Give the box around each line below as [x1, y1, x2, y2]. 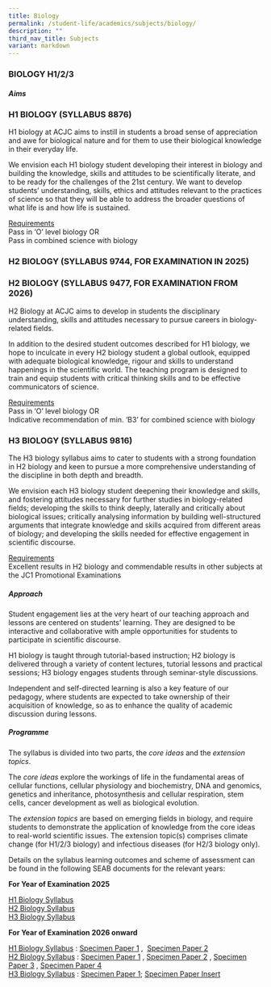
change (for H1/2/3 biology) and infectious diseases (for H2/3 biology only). [8, 839, 261, 849]
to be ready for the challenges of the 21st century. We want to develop [8, 177, 243, 187]
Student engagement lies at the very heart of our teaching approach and [8, 609, 250, 619]
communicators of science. [8, 381, 99, 392]
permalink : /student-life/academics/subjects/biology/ [8, 19, 197, 27]
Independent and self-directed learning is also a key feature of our [8, 683, 229, 693]
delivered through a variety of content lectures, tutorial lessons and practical [8, 659, 263, 669]
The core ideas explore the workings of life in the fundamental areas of [8, 772, 244, 782]
